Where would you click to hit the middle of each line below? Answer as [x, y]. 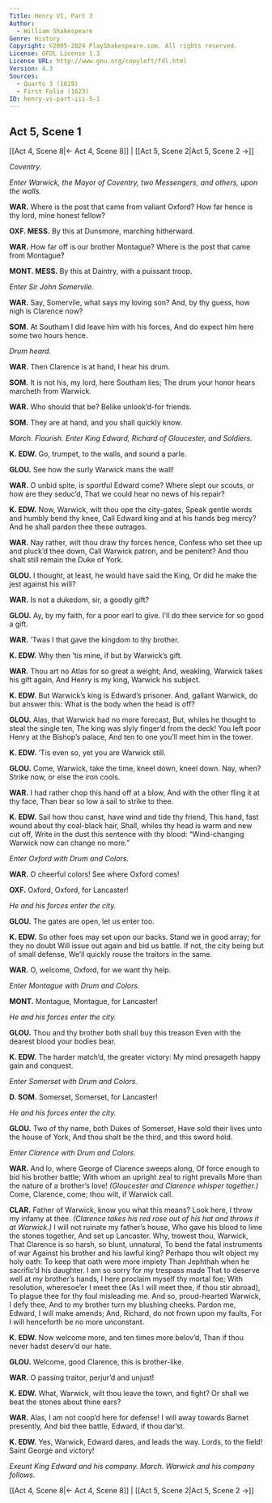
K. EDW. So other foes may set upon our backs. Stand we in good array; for [135, 937]
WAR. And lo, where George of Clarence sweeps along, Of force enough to [134, 1168]
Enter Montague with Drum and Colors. [74, 986]
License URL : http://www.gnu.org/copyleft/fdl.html [98, 62]
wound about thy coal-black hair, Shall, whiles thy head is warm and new [131, 826]
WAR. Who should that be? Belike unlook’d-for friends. [101, 407]
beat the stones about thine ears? [65, 1402]
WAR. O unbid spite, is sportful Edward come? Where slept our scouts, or [132, 485]
